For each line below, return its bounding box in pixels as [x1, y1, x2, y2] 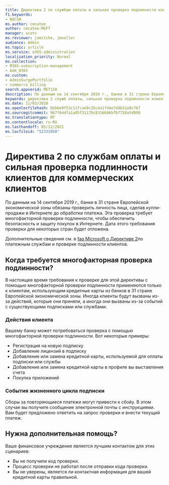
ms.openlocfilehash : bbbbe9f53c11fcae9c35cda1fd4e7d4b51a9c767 [5, 106, 141, 111]
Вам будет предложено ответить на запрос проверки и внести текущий [5, 410, 160, 416]
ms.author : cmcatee [5, 21, 46, 27]
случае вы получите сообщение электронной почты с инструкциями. [5, 404, 155, 410]
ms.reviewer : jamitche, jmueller [5, 36, 75, 41]
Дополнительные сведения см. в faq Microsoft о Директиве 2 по [5, 236, 143, 242]
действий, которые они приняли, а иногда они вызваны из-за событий [11, 298, 163, 304]
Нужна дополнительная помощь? [5, 430, 118, 438]
